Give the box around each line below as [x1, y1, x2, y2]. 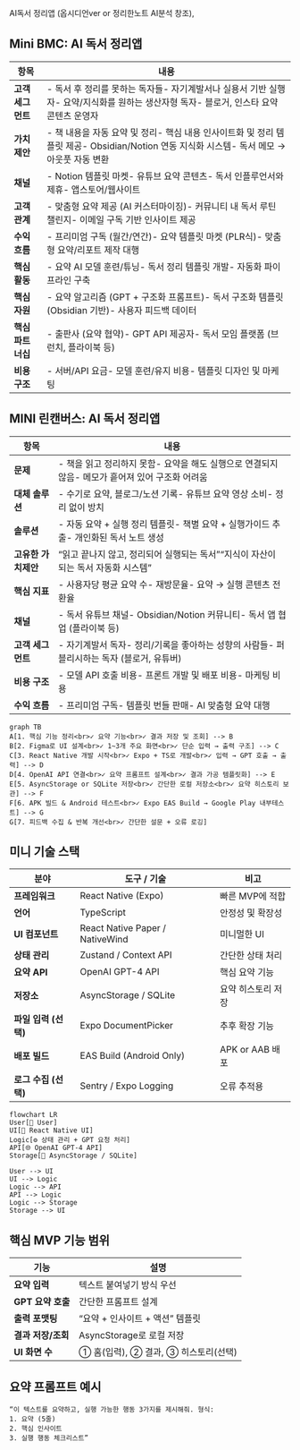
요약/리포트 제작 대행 [56, 243, 140, 256]
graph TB [9, 722, 42, 731]
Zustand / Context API [79, 949, 172, 961]
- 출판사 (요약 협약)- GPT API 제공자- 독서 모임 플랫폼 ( [46, 328, 271, 340]
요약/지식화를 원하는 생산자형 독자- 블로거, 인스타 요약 [62, 96, 279, 108]
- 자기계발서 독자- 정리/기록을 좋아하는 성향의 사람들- [57, 638, 275, 651]
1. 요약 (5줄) [9, 1415, 56, 1424]
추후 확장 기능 [220, 1019, 275, 1032]
